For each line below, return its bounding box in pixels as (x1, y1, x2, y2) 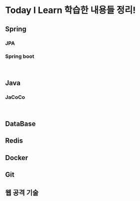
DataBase (5, 119, 36, 128)
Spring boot (5, 53, 34, 60)
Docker (5, 153, 28, 162)
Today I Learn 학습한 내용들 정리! (5, 4, 136, 16)
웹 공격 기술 (5, 189, 39, 197)
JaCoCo (5, 94, 25, 101)
